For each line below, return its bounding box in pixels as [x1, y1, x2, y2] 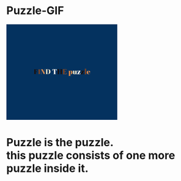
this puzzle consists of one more [6, 149, 175, 163]
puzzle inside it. [6, 161, 89, 175]
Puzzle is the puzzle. [6, 136, 114, 150]
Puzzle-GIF [6, 4, 64, 18]
